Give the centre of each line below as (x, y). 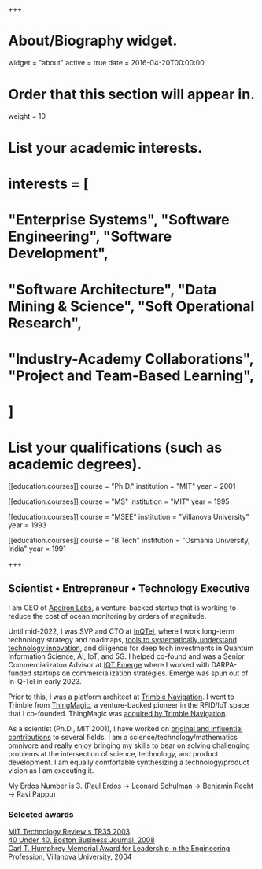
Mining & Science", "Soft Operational (131, 306)
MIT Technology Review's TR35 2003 (69, 832)
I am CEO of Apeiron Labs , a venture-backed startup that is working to (122, 608)
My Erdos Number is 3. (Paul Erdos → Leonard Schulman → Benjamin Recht (131, 786)
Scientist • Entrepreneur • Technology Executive (129, 588)
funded (20, 673)
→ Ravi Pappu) (32, 794)
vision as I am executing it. (51, 770)
